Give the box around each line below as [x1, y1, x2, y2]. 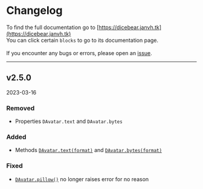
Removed [6, 104, 35, 112]
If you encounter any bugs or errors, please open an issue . [6, 49, 152, 56]
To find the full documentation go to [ [6, 24, 99, 31]
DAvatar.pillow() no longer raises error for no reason [14, 175, 149, 182]
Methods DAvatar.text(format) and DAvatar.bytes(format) [14, 147, 162, 154]
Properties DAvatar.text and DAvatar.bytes [14, 118, 123, 125]
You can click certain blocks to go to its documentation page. [6, 36, 159, 44]
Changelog [6, 4, 63, 18]
